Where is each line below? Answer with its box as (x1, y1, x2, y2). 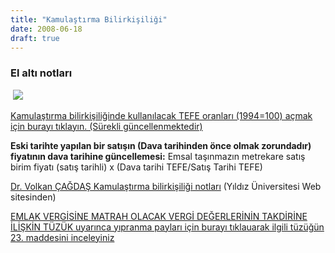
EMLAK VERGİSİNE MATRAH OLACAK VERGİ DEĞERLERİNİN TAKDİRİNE (10, 210, 308, 222)
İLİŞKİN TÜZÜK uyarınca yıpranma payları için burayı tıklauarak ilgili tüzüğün (10, 221, 325, 233)
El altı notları (10, 66, 73, 80)
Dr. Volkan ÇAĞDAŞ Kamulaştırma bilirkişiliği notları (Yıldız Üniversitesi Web (10, 180, 322, 192)
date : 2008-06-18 (10, 24, 83, 34)
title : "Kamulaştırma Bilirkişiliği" (10, 14, 168, 25)
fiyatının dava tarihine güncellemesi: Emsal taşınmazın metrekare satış (10, 150, 306, 162)
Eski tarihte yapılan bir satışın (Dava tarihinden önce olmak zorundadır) (10, 139, 312, 151)
